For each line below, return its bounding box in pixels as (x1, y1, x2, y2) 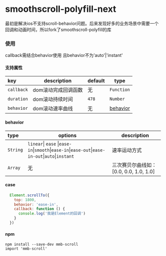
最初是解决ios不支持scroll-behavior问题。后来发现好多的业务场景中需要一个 (5, 20, 159, 26)
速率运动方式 (112, 147, 142, 154)
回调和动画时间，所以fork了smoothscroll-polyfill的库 (5, 26, 112, 33)
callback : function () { (14, 207, 65, 212)
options (58, 132, 77, 139)
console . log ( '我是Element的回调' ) (18, 211, 85, 216)
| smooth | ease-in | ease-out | (33, 146, 93, 153)
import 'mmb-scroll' (5, 246, 48, 252)
